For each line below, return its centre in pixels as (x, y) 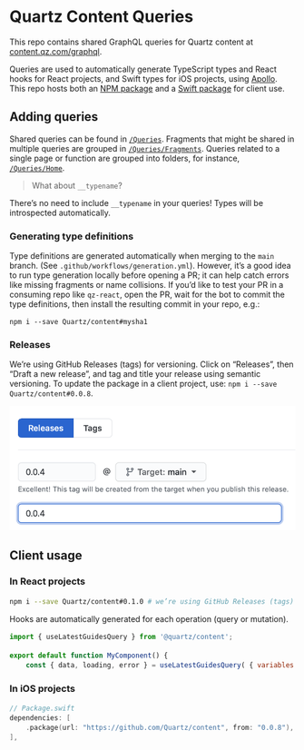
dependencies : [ (40, 718)
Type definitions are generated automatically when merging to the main (142, 256)
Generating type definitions (72, 236)
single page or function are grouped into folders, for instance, (125, 158)
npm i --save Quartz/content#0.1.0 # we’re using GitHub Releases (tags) (152, 601)
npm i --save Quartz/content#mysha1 (78, 322)
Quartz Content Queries (101, 17)
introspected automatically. (60, 212)
